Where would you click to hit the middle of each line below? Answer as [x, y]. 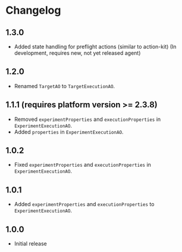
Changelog [33, 10]
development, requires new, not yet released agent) [77, 53]
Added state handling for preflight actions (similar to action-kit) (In [95, 46]
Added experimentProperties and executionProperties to [84, 204]
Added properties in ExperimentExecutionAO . [69, 132]
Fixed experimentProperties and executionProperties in [82, 165]
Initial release [30, 244]
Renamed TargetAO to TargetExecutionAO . [65, 86]
